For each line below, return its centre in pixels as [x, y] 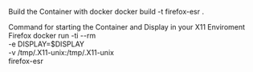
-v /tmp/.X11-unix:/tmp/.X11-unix [61, 52]
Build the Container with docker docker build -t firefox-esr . [106, 12]
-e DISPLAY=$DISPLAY [47, 44]
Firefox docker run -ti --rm [52, 36]
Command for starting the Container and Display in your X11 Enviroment [127, 27]
